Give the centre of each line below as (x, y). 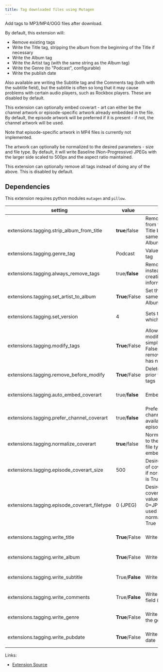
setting (59, 210)
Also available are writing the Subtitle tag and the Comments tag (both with (80, 82)
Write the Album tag (32, 57)
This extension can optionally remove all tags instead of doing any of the (78, 166)
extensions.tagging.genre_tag (41, 254)
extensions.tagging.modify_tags (44, 346)
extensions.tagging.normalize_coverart (52, 444)
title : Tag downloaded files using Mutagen (50, 9)
